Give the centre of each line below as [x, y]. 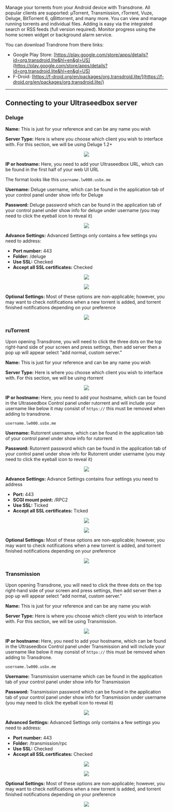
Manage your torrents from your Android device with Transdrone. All [78, 7]
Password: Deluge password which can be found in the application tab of [83, 205]
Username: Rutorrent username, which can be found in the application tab [84, 433]
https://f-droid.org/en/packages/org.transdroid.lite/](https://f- [99, 76]
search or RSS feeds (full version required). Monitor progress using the [81, 29]
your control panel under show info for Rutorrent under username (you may [85, 454]
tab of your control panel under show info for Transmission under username [86, 697]
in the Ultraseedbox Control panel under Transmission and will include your [85, 647]
